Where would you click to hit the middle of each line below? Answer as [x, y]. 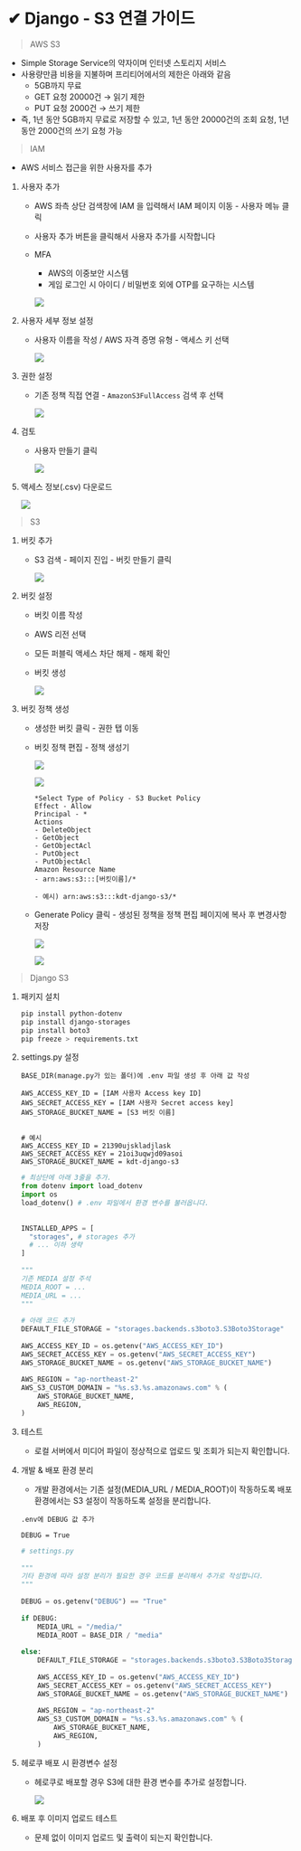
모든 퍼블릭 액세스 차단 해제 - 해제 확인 [102, 653]
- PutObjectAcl [62, 861]
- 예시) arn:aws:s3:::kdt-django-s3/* [105, 896]
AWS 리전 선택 [60, 634]
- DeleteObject [62, 830]
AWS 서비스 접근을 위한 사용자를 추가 [86, 167]
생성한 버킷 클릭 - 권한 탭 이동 [87, 728]
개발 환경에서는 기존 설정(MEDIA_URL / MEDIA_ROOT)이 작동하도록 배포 [163, 1489]
